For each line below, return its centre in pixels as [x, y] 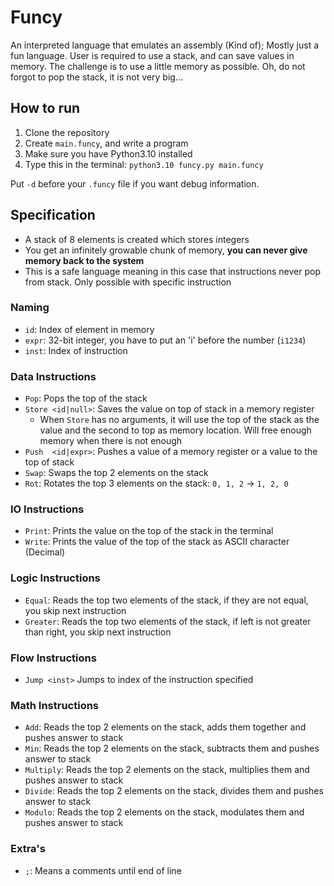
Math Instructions [55, 705]
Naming [30, 308]
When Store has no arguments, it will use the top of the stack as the [179, 420]
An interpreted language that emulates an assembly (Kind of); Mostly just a [165, 45]
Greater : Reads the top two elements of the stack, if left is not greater [168, 621]
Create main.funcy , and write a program [106, 143]
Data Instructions [53, 376]
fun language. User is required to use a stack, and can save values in [152, 55]
